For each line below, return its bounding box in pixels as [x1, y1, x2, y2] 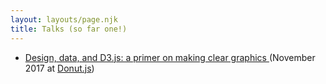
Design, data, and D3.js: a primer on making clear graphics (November [24, 51, 316, 63]
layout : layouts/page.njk [10, 14, 118, 25]
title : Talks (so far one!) [10, 24, 128, 34]
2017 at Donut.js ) [24, 62, 95, 74]
